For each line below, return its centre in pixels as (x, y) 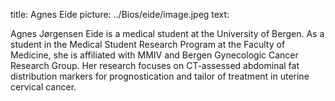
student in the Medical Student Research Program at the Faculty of (148, 44)
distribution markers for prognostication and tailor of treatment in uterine (160, 76)
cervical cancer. (43, 87)
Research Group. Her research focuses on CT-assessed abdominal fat (155, 65)
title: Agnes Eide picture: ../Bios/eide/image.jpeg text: (120, 14)
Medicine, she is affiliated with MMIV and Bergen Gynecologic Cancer (154, 55)
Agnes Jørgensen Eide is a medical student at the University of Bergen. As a (167, 33)
